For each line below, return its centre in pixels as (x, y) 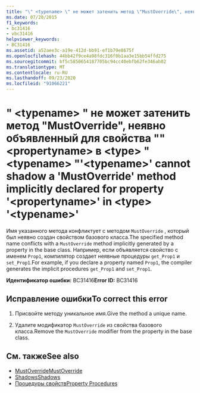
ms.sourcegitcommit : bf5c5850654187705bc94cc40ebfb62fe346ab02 (86, 61)
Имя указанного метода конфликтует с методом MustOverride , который (98, 230)
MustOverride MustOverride (49, 370)
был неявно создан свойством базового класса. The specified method (95, 237)
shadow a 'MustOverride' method (91, 177)
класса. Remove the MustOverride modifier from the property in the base (103, 331)
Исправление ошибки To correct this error (87, 299)
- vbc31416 (20, 34)
